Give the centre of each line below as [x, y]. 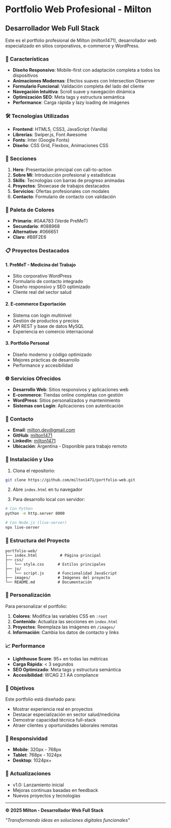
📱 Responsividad [26, 738]
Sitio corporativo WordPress [42, 276]
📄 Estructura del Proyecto [37, 540]
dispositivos [25, 75]
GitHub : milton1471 [32, 435]
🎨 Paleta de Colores [30, 210]
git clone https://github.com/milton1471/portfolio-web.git [70, 480]
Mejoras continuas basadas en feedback [55, 790]
